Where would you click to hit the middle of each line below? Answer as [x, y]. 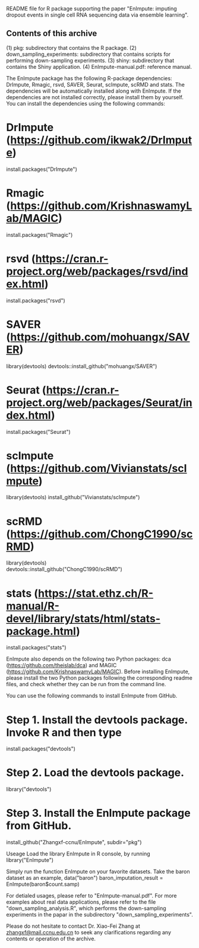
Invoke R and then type [64, 732]
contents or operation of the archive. [51, 939]
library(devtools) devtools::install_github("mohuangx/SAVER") [82, 366]
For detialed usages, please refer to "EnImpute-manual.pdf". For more [91, 896]
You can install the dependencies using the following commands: [86, 103]
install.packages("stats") [36, 648]
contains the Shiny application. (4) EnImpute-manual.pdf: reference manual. [99, 66]
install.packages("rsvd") [36, 300]
